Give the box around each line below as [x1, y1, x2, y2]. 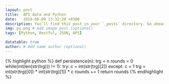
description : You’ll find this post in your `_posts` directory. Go [5, 21, 152, 26]
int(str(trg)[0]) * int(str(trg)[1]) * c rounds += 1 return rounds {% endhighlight [5, 68, 163, 74]
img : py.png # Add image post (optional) [5, 26, 94, 31]
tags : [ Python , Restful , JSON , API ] [5, 30, 82, 35]
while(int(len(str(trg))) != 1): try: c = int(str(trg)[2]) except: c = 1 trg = [5, 63, 146, 69]
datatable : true [5, 39, 39, 45]
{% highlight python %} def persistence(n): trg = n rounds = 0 [5, 58, 133, 64]
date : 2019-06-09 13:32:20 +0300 [5, 16, 80, 21]
